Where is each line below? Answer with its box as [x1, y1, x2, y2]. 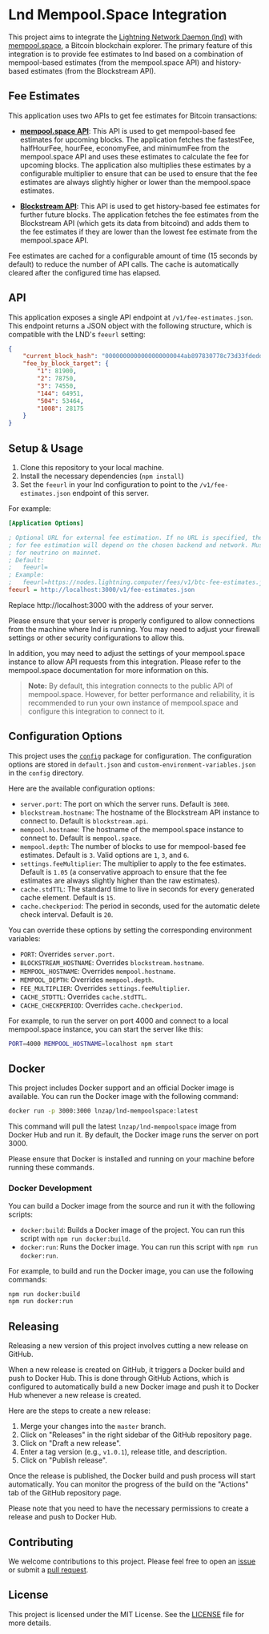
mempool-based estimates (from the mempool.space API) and [8, 58, 215, 67]
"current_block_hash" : [22, 352, 98, 360]
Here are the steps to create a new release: [8, 1406, 151, 1415]
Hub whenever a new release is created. [8, 1391, 142, 1400]
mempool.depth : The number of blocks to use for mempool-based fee [19, 841, 247, 851]
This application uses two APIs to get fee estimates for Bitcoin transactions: [8, 111, 258, 120]
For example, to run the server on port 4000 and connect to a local [8, 1016, 229, 1025]
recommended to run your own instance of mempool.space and [27, 698, 239, 707]
